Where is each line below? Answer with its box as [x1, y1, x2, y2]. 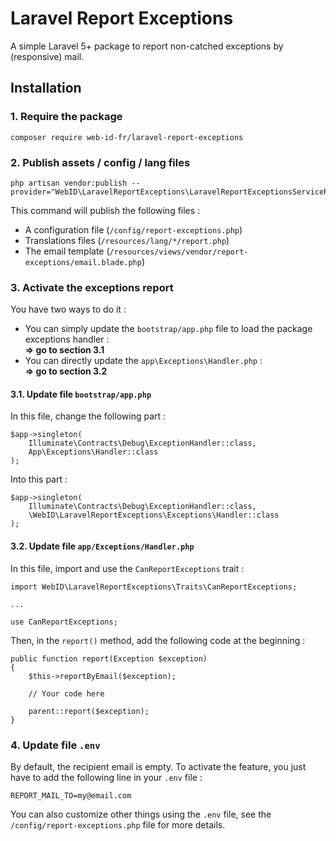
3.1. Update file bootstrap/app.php [10, 388, 152, 400]
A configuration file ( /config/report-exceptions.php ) [24, 223, 243, 236]
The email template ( [24, 245, 110, 257]
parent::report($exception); [28, 706, 150, 716]
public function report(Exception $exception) [10, 653, 208, 664]
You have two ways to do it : [10, 303, 127, 316]
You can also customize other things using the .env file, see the [10, 808, 272, 820]
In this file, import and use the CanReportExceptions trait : [10, 562, 245, 574]
